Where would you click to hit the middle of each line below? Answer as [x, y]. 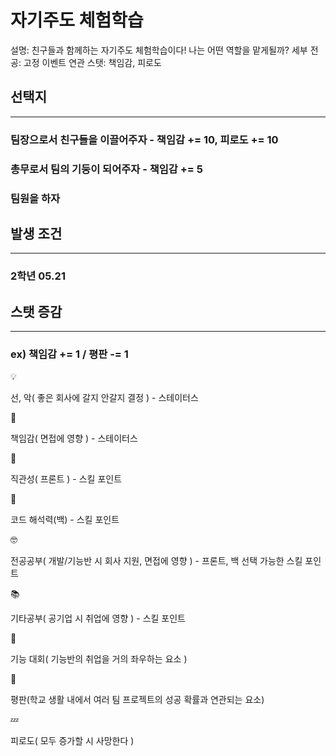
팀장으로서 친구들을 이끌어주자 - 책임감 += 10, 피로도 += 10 [144, 139]
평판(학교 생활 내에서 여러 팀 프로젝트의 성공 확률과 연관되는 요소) [137, 700]
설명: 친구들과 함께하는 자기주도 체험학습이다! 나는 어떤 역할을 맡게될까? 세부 [159, 50]
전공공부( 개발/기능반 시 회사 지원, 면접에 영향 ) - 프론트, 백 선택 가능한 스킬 [156, 561]
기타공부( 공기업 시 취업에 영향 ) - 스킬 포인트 [98, 618]
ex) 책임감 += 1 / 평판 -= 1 [69, 354]
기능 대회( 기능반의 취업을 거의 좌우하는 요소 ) [99, 659]
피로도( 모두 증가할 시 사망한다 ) [72, 741]
